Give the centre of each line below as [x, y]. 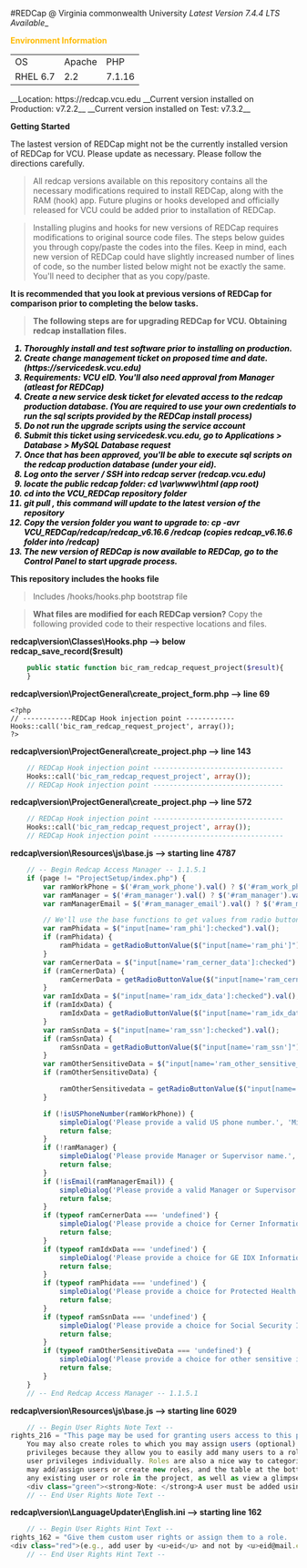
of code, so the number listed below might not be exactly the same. [159, 266]
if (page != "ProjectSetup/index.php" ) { [106, 878]
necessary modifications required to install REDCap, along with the [158, 191]
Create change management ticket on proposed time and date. [145, 358]
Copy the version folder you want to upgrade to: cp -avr [132, 522]
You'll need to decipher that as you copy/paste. [121, 276]
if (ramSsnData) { [78, 1039]
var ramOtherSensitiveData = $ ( [105, 1064]
